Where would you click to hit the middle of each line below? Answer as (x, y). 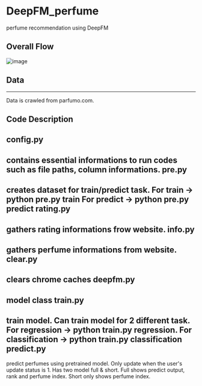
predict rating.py (38, 209)
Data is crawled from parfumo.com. (50, 100)
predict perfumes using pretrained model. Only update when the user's (94, 363)
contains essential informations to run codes (92, 160)
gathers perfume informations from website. (92, 250)
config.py (25, 140)
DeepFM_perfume (53, 11)
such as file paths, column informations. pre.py (97, 170)
